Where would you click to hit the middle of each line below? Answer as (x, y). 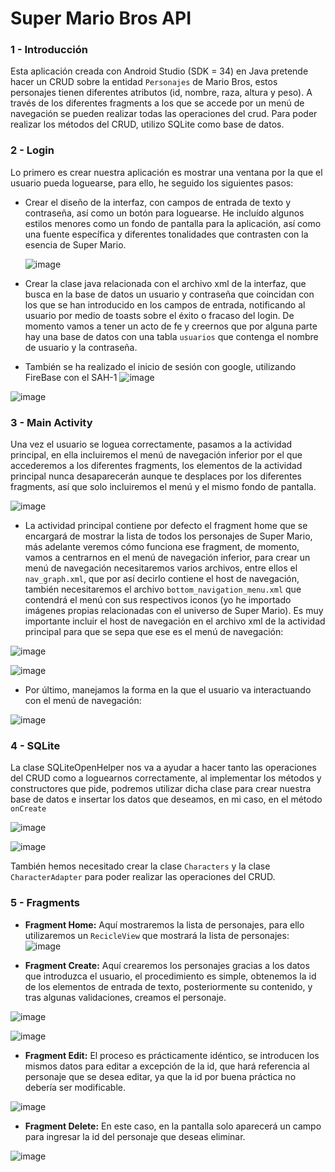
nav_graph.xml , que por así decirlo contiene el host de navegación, (162, 579)
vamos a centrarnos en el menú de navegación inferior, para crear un (167, 558)
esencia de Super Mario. (75, 244)
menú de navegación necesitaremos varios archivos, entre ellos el (161, 568)
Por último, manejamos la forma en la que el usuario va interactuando (168, 690)
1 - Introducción (49, 50)
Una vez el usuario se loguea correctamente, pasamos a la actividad (151, 444)
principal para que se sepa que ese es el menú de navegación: (154, 632)
